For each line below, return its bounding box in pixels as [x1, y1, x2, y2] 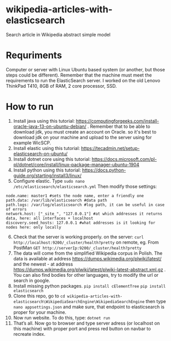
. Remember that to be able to [87, 123, 150, 129]
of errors [6, 206, 27, 212]
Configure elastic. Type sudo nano [13, 178, 85, 184]
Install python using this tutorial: [13, 167, 81, 173]
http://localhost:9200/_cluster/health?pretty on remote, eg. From [13, 239, 159, 245]
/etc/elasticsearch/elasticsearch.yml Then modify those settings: [13, 183, 157, 190]
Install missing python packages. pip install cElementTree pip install [13, 282, 166, 289]
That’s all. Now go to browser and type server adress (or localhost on [13, 320, 160, 326]
